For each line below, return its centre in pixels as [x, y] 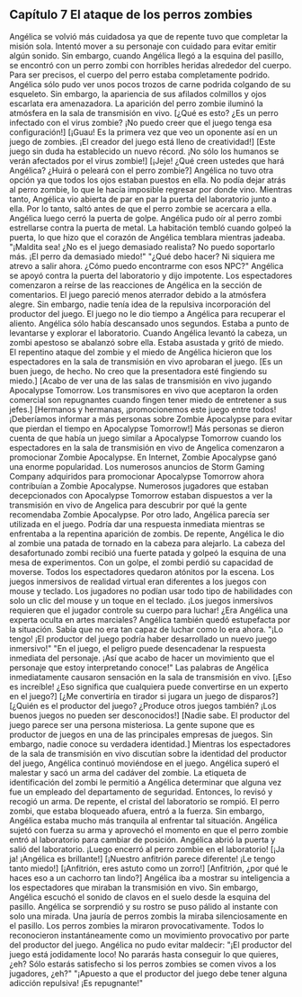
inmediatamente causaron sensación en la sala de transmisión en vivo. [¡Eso [151, 677]
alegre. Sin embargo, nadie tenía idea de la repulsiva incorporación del [140, 304]
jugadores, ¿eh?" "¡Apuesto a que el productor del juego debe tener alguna [148, 973]
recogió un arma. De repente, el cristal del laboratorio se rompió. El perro [145, 801]
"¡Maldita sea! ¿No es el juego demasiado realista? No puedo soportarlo [142, 247]
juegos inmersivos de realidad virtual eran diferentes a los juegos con [138, 581]
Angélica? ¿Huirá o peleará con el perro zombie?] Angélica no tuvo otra [142, 170]
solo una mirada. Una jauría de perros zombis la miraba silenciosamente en [148, 916]
